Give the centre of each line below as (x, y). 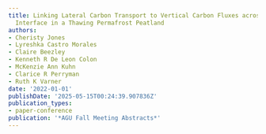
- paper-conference (40, 111)
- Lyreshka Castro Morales (53, 45)
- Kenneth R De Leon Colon (53, 60)
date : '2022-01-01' (40, 89)
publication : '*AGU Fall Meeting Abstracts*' (84, 118)
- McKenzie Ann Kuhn (42, 67)
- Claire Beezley (37, 52)
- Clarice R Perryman (44, 74)
